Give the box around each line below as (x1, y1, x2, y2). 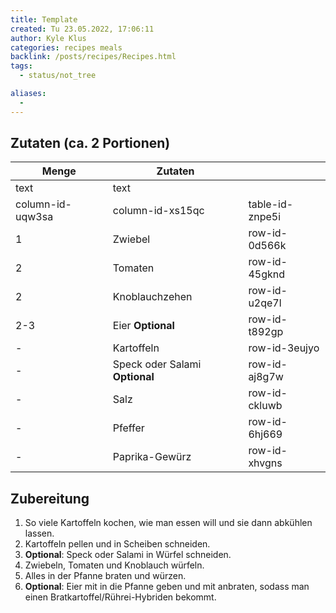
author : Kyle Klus (10, 33, 87, 43)
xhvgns (248, 456, 283, 470)
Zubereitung (10, 490, 90, 507)
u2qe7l (248, 296, 282, 310)
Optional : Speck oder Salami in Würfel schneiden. (24, 549, 232, 561)
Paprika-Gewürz (112, 450, 192, 464)
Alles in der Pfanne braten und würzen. (24, 570, 187, 582)
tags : (10, 61, 33, 71)
